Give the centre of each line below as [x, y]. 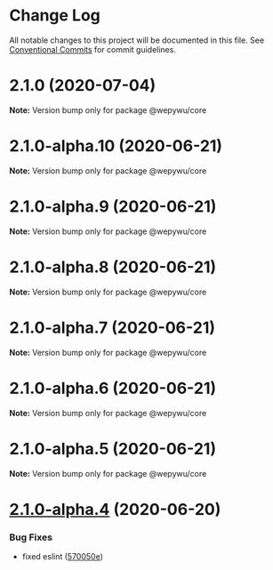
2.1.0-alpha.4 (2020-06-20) [115, 509]
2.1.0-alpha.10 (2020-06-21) [116, 146]
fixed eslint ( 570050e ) [63, 556]
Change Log [55, 16]
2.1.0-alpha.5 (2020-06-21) [112, 449]
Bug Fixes [31, 537]
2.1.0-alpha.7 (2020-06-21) [112, 328]
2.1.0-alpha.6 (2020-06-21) [113, 388]
